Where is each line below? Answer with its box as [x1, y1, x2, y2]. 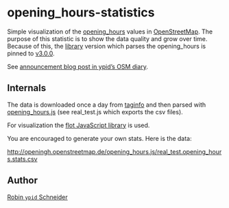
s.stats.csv [7, 155, 38, 163]
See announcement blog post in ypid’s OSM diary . [7, 62, 149, 70]
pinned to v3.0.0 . [7, 49, 55, 57]
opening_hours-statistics [7, 5, 155, 21]
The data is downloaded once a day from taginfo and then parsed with [7, 101, 206, 109]
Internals [7, 82, 47, 94]
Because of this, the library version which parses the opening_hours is [7, 42, 206, 50]
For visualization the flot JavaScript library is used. [7, 121, 150, 129]
